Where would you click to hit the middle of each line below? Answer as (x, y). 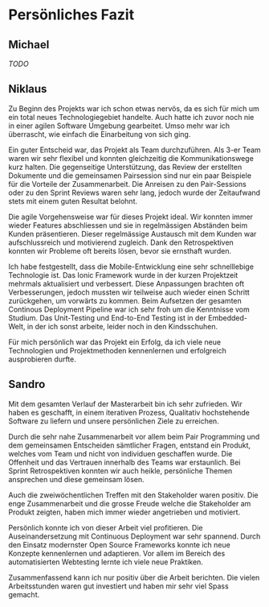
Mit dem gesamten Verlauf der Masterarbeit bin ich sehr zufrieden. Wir (125, 403)
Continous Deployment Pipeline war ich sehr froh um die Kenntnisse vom (129, 309)
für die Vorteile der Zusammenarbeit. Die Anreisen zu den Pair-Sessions (127, 184)
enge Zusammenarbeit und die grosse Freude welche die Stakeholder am (130, 503)
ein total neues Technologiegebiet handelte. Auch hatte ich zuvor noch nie (131, 117)
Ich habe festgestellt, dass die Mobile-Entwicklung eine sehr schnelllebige (131, 266)
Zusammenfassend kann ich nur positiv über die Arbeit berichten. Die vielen (134, 577)
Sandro (27, 384)
